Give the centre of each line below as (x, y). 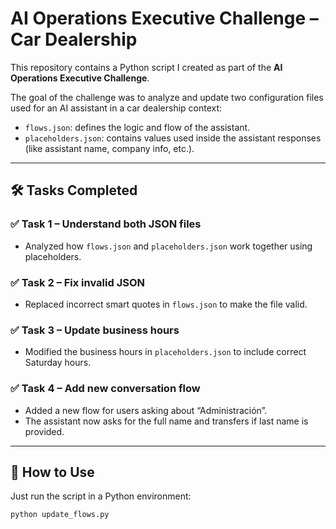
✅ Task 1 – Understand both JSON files (106, 224)
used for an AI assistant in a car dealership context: (116, 108)
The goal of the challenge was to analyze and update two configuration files (167, 97)
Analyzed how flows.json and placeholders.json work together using (168, 246)
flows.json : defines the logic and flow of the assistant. (137, 127)
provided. (44, 431)
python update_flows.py (60, 515)
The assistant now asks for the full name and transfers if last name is (166, 421)
